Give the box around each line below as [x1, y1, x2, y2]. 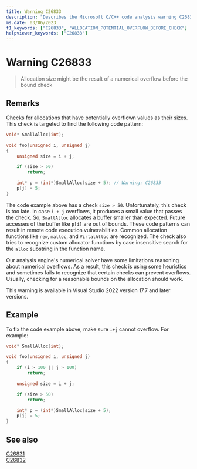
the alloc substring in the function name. [6, 245, 106, 252]
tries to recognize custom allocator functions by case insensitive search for [6, 239, 188, 246]
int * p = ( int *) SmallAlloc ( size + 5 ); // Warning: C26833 [16, 180, 161, 186]
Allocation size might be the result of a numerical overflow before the [20, 75, 188, 82]
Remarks [6, 98, 40, 109]
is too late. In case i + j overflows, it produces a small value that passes [6, 207, 182, 215]
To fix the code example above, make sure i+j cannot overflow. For [6, 326, 169, 333]
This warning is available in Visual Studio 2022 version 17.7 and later [6, 286, 171, 294]
